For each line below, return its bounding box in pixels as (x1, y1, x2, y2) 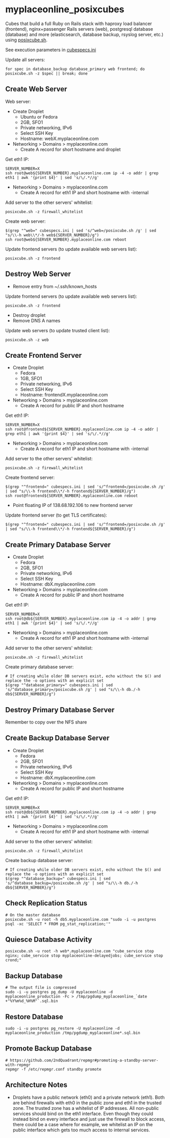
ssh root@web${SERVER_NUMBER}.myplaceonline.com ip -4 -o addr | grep (5, 170, 159, 176)
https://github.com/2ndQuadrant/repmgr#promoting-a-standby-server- (10, 1058, 159, 1063)
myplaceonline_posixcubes (5, 4, 125, 15)
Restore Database (5, 1012, 63, 1021)
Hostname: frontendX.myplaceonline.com (20, 392, 108, 398)
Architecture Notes (5, 1081, 68, 1089)
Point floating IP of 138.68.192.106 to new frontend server (12, 502, 133, 508)
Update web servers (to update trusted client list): (5, 327, 110, 333)
